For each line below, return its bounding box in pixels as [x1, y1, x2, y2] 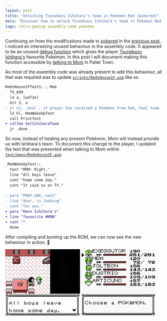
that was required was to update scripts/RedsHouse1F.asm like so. [5, 74, 140, 80]
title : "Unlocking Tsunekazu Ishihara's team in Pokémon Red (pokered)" [5, 13, 160, 18]
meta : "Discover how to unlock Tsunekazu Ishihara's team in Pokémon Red [5, 18, 162, 23]
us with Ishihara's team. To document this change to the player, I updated [5, 141, 156, 147]
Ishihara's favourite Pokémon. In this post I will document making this [5, 54, 148, 60]
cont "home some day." [9, 177, 57, 182]
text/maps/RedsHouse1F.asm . [5, 152, 63, 158]
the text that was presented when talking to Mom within [5, 146, 120, 152]
